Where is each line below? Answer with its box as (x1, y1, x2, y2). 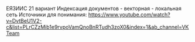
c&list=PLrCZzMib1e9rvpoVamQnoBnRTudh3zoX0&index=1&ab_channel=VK (6, 23, 189, 30)
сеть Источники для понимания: (6, 11, 87, 18)
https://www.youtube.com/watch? (88, 11, 171, 18)
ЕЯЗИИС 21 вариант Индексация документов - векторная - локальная (6, 5, 182, 12)
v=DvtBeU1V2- (6, 17, 42, 24)
